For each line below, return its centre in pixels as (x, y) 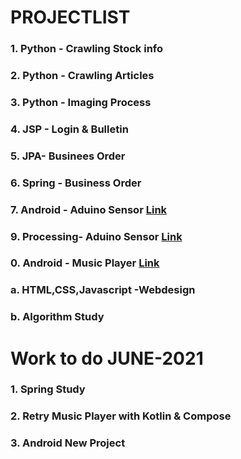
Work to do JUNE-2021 (107, 358)
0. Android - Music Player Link (85, 263)
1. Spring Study (48, 389)
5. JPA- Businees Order (68, 156)
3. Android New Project (68, 443)
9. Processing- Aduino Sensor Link (96, 236)
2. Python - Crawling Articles (82, 76)
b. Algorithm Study (57, 317)
